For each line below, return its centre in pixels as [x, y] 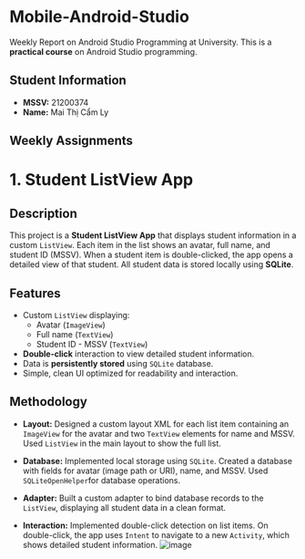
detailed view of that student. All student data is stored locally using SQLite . [152, 264]
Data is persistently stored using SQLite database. [118, 363]
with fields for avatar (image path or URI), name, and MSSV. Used [145, 471]
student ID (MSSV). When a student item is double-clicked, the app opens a [152, 255]
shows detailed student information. [90, 544]
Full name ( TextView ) [75, 334]
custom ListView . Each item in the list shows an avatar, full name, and [140, 245]
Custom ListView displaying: [76, 315]
